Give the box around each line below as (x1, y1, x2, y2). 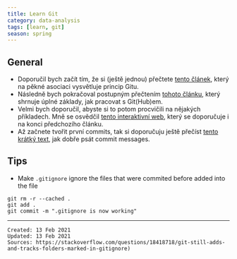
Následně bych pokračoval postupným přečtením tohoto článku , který (17, 90, 221, 99)
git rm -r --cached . (7, 195, 71, 202)
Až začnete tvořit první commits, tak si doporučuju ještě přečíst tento (17, 128, 219, 136)
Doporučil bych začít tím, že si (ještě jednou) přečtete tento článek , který (17, 75, 229, 83)
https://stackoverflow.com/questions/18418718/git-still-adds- (35, 239, 226, 246)
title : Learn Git (7, 10, 59, 18)
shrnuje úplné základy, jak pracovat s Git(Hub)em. (17, 97, 164, 106)
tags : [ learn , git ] (7, 23, 65, 30)
